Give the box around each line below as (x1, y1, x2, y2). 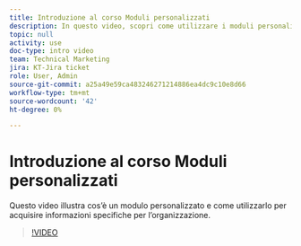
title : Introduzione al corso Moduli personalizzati (9, 13, 211, 22)
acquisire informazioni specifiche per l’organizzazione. (9, 210, 211, 221)
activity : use (9, 38, 63, 48)
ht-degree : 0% (9, 105, 63, 114)
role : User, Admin (9, 72, 78, 81)
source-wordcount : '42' (9, 96, 99, 106)
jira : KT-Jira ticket (9, 64, 90, 73)
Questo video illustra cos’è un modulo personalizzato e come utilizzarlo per (9, 200, 287, 211)
